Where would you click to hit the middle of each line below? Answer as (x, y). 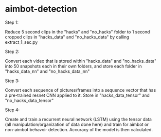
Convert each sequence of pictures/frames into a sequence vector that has (80, 90)
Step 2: (12, 51)
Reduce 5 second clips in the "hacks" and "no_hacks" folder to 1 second (78, 32)
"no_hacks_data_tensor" (29, 100)
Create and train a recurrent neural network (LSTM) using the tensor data (79, 119)
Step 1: (12, 22)
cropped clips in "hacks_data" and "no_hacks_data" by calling (67, 37)
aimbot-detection (41, 9)
